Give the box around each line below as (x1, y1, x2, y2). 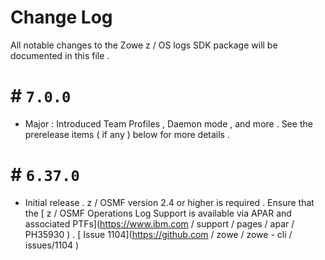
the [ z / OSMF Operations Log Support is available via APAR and (24, 207, 292, 219)
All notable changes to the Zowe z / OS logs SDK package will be (10, 39, 278, 51)
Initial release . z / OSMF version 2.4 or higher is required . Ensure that (24, 196, 315, 208)
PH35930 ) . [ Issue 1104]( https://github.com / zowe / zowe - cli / (24, 228, 293, 240)
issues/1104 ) (24, 239, 80, 251)
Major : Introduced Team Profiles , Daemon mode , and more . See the (24, 117, 313, 130)
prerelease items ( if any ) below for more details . (24, 128, 230, 140)
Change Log (10, 6, 113, 29)
